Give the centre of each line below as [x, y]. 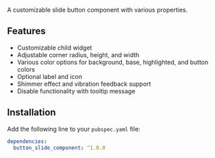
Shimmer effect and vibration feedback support [84, 84]
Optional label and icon [49, 76]
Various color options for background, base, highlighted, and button [113, 62]
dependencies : [27, 141]
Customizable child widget [54, 48]
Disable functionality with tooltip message [76, 91]
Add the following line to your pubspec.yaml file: [74, 129]
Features [26, 31]
